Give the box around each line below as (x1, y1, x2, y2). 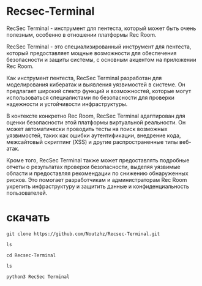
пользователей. (6, 189, 48, 197)
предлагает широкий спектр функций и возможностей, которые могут (6, 87, 192, 94)
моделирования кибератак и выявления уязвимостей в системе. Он (6, 81, 185, 88)
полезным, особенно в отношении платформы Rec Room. (6, 31, 157, 38)
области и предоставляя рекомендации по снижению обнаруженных (6, 170, 189, 177)
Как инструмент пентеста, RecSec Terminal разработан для (6, 74, 162, 81)
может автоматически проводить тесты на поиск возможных (6, 125, 168, 132)
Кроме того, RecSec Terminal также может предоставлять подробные (6, 156, 190, 164)
